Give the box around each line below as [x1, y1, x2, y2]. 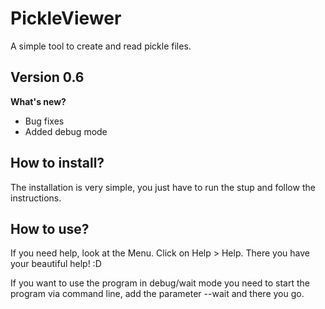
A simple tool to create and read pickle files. [10, 40, 192, 52]
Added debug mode [24, 125, 108, 137]
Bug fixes [24, 115, 65, 127]
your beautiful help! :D [10, 258, 102, 270]
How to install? [10, 155, 105, 172]
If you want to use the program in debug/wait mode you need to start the [10, 277, 311, 289]
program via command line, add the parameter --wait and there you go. [10, 288, 305, 300]
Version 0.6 [10, 69, 85, 86]
